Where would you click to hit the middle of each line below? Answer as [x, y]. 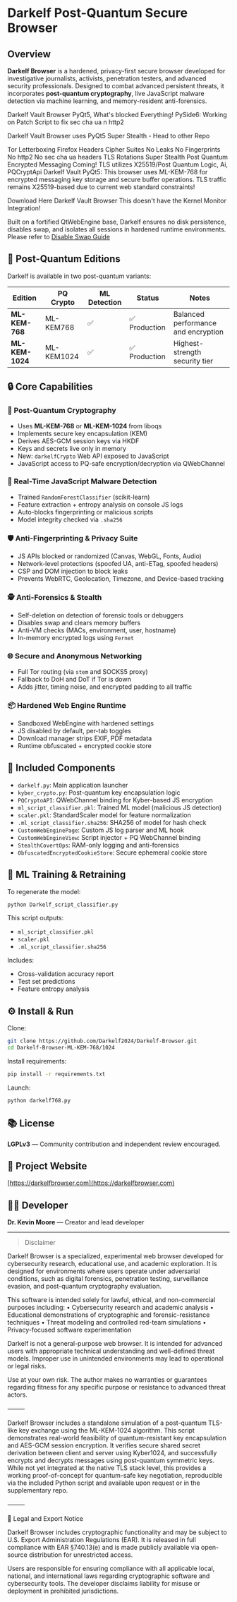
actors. [18, 1395]
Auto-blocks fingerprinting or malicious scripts [85, 512]
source [18, 1555]
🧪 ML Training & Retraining [67, 875]
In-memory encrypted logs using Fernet [75, 638]
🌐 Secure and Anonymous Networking [75, 656]
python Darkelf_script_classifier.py [63, 905]
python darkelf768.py [39, 1100]
